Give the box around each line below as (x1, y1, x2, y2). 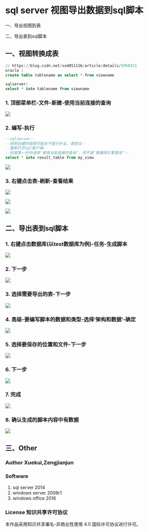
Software (5, 473, 29, 480)
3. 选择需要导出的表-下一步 (5, 291, 71, 298)
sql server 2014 (12, 484, 46, 490)
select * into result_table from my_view (5, 155, 94, 160)
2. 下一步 (5, 265, 27, 273)
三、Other (5, 444, 38, 452)
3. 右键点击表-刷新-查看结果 (5, 178, 73, 185)
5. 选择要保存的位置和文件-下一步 (5, 340, 87, 348)
